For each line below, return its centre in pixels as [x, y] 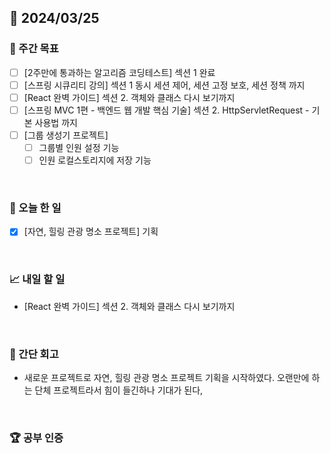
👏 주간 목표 [34, 49]
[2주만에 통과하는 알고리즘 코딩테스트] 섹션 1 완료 [119, 72]
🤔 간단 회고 [34, 354]
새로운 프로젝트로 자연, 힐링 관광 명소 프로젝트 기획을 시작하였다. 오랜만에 [166, 378]
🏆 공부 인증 [36, 438]
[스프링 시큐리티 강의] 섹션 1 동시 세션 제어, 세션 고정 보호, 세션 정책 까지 [164, 85]
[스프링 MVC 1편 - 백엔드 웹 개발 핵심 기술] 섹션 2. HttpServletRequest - [166, 110]
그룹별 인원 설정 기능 [79, 147]
